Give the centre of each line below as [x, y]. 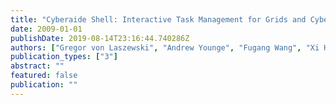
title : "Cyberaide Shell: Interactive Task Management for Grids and [158, 19]
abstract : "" [37, 66]
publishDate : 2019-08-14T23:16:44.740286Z [100, 38]
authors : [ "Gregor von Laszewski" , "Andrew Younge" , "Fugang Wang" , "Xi [165, 47]
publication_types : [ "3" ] [64, 57]
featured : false [44, 76]
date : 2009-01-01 [46, 29]
